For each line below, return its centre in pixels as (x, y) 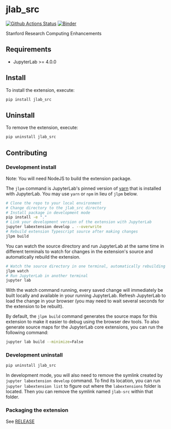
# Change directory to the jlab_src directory (56, 208)
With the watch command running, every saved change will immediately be (84, 290)
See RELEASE (20, 421)
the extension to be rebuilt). (35, 307)
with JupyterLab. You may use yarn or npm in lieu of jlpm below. (72, 194)
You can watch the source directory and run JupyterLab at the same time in (85, 246)
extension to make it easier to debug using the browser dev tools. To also (82, 322)
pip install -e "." (26, 217)
